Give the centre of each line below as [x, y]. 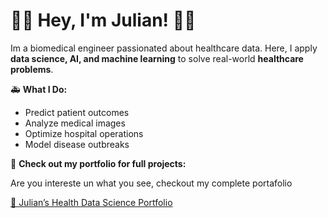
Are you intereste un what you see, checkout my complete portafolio [151, 183]
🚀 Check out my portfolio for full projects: [98, 163]
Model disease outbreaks [77, 144]
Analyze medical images [75, 123]
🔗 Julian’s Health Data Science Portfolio [91, 202]
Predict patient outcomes [77, 112]
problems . [32, 69]
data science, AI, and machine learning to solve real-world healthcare [157, 58]
